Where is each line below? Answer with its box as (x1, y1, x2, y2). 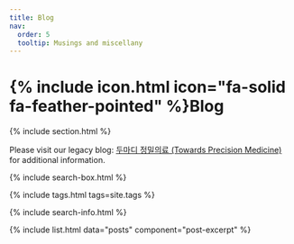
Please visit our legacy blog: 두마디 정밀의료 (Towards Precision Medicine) (9, 145, 282, 156)
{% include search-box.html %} (9, 172, 127, 183)
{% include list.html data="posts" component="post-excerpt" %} (9, 224, 252, 235)
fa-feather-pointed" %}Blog (9, 96, 225, 117)
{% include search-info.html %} (9, 207, 127, 218)
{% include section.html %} (9, 126, 112, 137)
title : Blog (9, 13, 54, 23)
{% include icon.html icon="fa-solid (9, 77, 286, 97)
